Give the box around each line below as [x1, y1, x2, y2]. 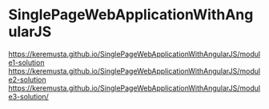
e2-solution [8, 75, 46, 84]
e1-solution [8, 58, 45, 67]
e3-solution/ [8, 91, 50, 101]
